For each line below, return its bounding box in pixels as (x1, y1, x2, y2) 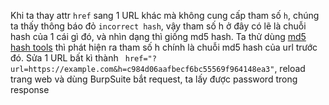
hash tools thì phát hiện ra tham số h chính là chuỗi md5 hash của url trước (10, 41, 318, 53)
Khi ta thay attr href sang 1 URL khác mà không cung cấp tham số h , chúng (10, 10, 320, 21)
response (10, 84, 50, 95)
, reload (274, 63, 306, 74)
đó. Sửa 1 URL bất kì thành (10, 52, 119, 64)
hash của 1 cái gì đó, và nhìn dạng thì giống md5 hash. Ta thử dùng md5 (10, 31, 307, 42)
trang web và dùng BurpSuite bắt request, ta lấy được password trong (10, 73, 298, 85)
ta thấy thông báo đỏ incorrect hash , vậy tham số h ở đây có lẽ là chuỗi (10, 20, 307, 32)
